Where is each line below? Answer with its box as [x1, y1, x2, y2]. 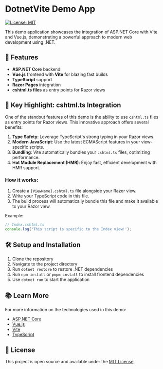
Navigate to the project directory [12, 261, 78, 267]
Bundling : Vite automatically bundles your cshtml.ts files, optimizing [12, 149, 150, 155]
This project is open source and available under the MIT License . [5, 359, 135, 365]
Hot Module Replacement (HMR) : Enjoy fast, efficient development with [12, 159, 157, 165]
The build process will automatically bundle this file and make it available [12, 198, 158, 204]
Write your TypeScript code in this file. [12, 193, 89, 199]
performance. [12, 154, 40, 160]
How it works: [5, 176, 38, 183]
